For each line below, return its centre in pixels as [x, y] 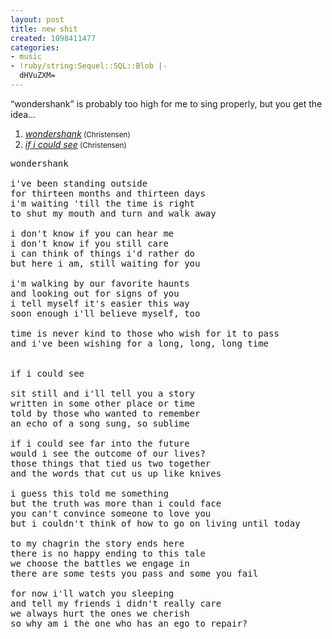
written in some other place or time [103, 403]
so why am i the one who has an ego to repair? [129, 623]
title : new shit [44, 29]
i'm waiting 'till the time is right [103, 203]
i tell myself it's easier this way [100, 303]
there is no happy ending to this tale [108, 553]
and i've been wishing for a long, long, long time [140, 343]
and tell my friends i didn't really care [116, 603]
